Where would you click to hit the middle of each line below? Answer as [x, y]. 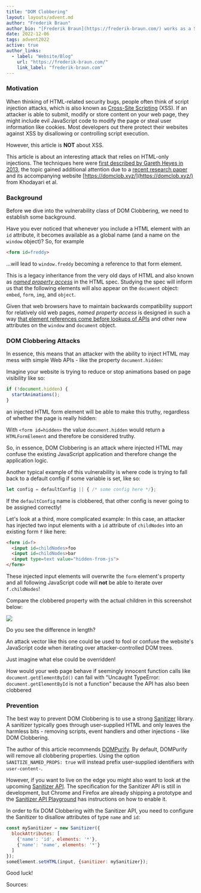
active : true [22, 46]
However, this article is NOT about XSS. [55, 145]
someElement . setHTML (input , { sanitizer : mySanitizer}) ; [77, 862]
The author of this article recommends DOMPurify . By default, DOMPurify [97, 749]
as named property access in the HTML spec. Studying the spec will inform [99, 282]
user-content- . [25, 768]
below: [14, 607]
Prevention [22, 705]
